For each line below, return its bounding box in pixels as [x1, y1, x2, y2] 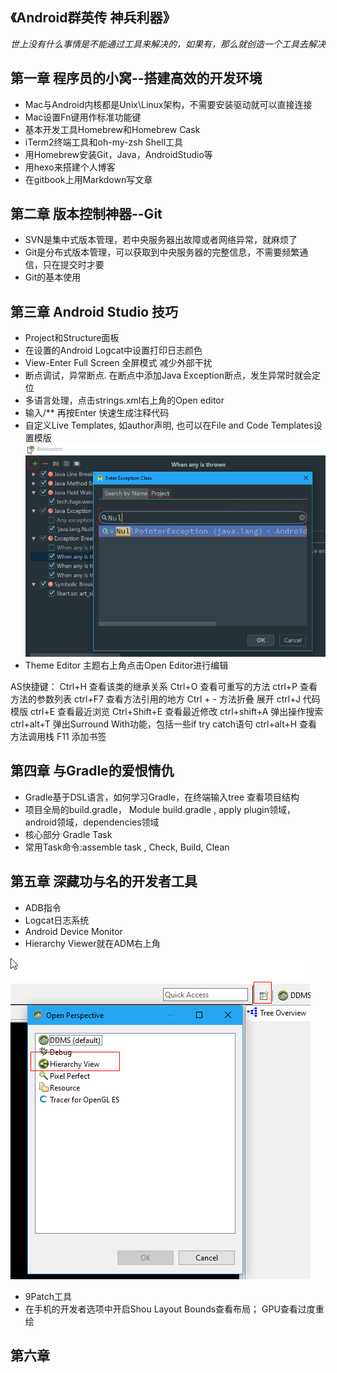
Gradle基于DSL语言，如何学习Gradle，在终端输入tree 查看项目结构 [24, 791, 300, 803]
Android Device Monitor [24, 925, 123, 937]
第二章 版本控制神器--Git [10, 206, 163, 223]
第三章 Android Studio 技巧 [10, 303, 179, 320]
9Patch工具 [24, 1290, 73, 1302]
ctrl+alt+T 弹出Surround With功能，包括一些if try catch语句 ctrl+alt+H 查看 [10, 718, 318, 730]
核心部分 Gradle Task [24, 828, 113, 840]
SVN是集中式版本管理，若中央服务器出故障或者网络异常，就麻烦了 [24, 234, 298, 246]
